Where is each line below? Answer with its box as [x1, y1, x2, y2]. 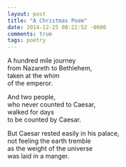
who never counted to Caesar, [7, 100, 96, 109]
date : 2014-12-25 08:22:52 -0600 [7, 23, 107, 31]
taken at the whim [7, 72, 60, 80]
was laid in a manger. [7, 152, 70, 161]
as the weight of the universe [7, 144, 93, 153]
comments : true [7, 30, 53, 38]
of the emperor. [7, 79, 53, 87]
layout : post [7, 10, 46, 18]
